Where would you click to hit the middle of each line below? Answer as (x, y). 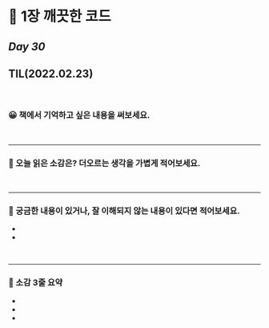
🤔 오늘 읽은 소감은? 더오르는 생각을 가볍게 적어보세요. (104, 163)
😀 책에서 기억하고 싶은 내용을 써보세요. (79, 115)
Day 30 (27, 46)
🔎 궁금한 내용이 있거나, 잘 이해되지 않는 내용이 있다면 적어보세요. (124, 211)
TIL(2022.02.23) (51, 73)
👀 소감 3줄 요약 (36, 283)
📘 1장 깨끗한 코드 (60, 16)
